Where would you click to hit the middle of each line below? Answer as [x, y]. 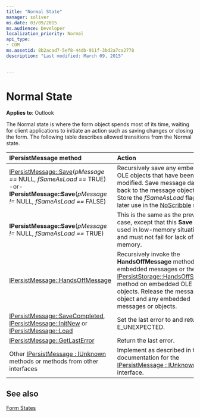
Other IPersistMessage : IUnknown [57, 354]
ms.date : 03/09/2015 [32, 23]
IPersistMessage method [46, 158]
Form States [21, 408]
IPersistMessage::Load [41, 331]
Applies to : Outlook [30, 113]
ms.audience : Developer [36, 28]
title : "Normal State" [34, 12]
